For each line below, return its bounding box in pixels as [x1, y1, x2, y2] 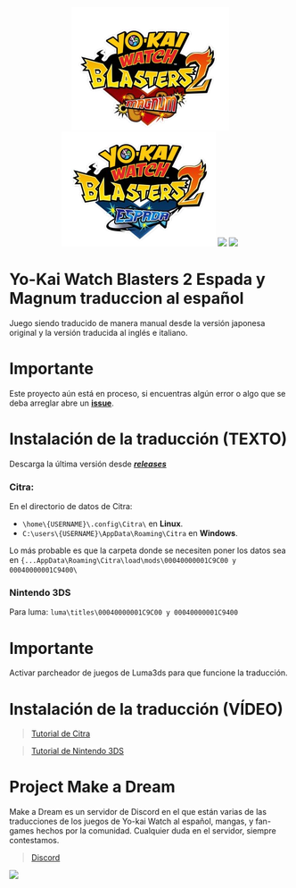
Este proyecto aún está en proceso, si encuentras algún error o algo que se [9, 388, 286, 398]
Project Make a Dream [9, 777, 176, 797]
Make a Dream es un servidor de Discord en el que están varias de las [9, 807, 267, 817]
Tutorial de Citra [30, 728, 91, 739]
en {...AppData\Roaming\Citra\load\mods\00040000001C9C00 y [9, 555, 236, 565]
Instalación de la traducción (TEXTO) [9, 429, 288, 449]
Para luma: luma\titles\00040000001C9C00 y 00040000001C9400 [9, 607, 239, 617]
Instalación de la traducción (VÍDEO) [9, 699, 284, 719]
